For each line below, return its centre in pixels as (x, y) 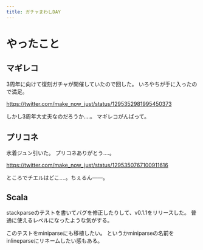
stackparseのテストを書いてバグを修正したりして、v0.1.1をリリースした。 (98, 213)
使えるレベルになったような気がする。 (65, 220)
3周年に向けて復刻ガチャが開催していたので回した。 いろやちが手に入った (99, 84)
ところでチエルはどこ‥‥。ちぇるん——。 (57, 178)
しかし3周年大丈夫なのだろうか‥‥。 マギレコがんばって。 (78, 116)
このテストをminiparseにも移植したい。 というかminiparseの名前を (90, 233)
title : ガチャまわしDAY (33, 12)
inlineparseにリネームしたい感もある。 (55, 241)
